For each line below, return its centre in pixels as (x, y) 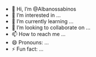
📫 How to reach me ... (38, 34)
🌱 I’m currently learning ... (42, 21)
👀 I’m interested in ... (36, 15)
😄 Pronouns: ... (30, 42)
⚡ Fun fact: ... (27, 49)
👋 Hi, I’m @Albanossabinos (44, 9)
